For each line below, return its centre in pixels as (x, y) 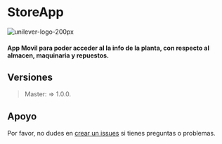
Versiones (30, 77)
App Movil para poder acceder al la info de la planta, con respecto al (108, 48)
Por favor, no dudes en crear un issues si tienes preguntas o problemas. (111, 133)
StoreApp (36, 12)
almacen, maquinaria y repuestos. (58, 55)
